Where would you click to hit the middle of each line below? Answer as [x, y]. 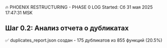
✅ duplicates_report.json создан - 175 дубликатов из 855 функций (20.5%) [84, 40]
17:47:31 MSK [19, 13]
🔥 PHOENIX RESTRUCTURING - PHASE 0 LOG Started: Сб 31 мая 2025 [79, 7]
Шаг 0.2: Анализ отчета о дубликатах [67, 28]
